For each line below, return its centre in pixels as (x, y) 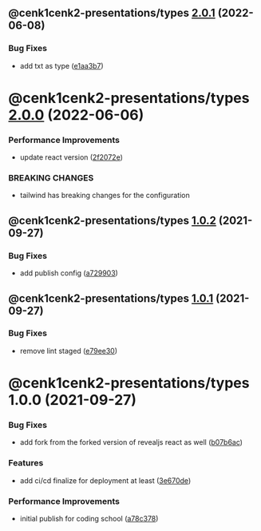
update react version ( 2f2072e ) (71, 157)
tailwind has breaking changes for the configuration (105, 196)
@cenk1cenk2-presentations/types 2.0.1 (112, 13)
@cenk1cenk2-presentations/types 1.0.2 (113, 220)
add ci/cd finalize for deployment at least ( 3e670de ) (105, 480)
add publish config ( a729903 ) (69, 273)
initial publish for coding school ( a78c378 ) (89, 518)
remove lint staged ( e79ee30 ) (69, 351)
